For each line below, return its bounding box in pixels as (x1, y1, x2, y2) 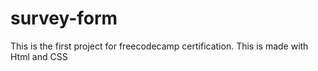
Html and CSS (10, 50, 68, 62)
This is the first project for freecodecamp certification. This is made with (10, 40, 309, 52)
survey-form (10, 7, 118, 30)
